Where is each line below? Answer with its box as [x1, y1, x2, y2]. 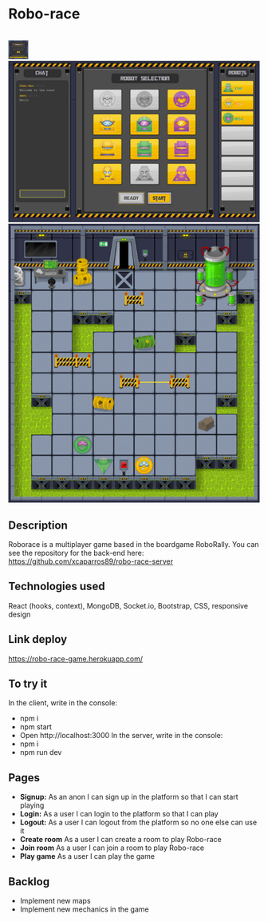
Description [8, 518, 68, 532]
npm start [19, 722, 52, 732]
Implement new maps [19, 896, 91, 906]
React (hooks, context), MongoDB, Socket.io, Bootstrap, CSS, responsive [8, 601, 249, 610]
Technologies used [8, 580, 105, 593]
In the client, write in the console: [8, 698, 118, 708]
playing [19, 800, 45, 810]
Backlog [8, 875, 50, 888]
